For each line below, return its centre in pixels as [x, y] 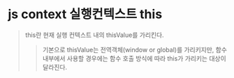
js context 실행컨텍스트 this [85, 14]
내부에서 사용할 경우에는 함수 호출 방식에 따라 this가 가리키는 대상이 [134, 58]
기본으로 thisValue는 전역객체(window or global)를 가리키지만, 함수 [135, 49]
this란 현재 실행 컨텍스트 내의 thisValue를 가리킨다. [94, 35]
